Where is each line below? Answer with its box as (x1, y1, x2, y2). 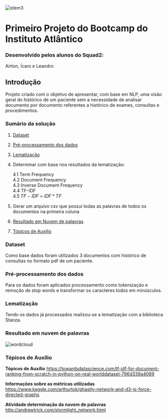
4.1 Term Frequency (12, 171, 54, 177)
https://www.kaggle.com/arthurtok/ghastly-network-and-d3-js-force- (5, 386, 152, 393)
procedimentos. (5, 107, 39, 114)
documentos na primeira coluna (12, 208, 80, 215)
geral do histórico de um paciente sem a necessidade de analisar (5, 97, 142, 103)
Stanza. (5, 317, 21, 323)
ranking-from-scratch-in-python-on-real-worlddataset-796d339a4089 (5, 371, 155, 377)
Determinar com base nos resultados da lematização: (12, 161, 125, 167)
